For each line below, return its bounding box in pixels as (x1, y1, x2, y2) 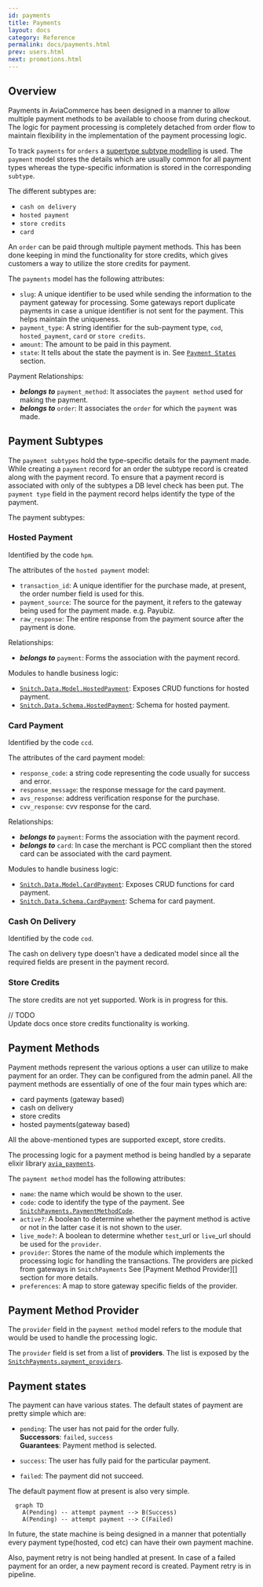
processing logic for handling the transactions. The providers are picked (19, 1255, 254, 1265)
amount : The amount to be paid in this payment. (19, 339, 172, 349)
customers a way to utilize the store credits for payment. (8, 258, 191, 268)
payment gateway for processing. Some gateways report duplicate (19, 297, 236, 307)
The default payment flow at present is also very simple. (8, 1486, 190, 1496)
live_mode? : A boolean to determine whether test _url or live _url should (19, 1230, 251, 1240)
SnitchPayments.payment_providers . (8, 1356, 123, 1366)
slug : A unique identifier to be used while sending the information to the (19, 289, 252, 298)
